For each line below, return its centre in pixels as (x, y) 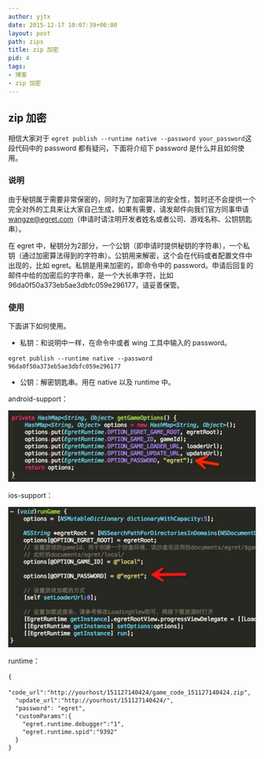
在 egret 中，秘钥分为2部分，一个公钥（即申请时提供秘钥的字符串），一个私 (129, 245)
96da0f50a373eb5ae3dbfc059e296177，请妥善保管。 (96, 285)
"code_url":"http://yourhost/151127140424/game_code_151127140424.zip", (130, 693)
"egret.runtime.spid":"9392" (70, 732)
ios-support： (31, 495)
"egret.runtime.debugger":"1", (73, 724)
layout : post (29, 33)
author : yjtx (29, 17)
